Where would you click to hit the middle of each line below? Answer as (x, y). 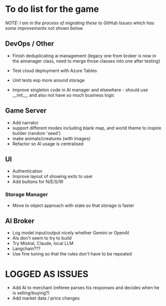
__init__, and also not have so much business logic (63, 95)
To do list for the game (52, 9)
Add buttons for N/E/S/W (38, 182)
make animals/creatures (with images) (51, 138)
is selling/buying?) (31, 293)
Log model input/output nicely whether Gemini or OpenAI (71, 233)
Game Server (26, 111)
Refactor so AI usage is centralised (48, 144)
